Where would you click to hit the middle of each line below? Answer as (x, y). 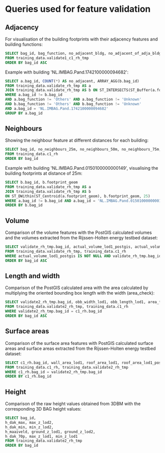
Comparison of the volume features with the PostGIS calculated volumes (79, 232)
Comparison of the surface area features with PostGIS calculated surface (79, 343)
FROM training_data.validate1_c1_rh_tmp (47, 58)
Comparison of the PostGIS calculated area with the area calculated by (77, 288)
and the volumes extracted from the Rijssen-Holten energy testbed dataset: (82, 238)
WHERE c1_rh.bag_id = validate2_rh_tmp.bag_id (54, 372)
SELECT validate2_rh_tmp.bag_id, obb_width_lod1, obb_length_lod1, (76, 302)
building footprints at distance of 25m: (44, 173)
